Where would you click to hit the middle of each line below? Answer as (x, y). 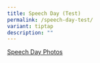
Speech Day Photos (35, 52)
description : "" (30, 33)
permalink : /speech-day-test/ (50, 20)
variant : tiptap (30, 26)
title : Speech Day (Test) (44, 13)
